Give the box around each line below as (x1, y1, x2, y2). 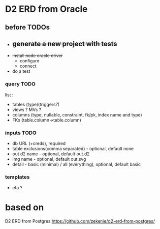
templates (5, 173, 30, 180)
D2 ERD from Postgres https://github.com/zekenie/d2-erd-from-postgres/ (5, 218, 155, 224)
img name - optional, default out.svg (12, 156, 86, 162)
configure (19, 58, 39, 64)
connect (19, 63, 37, 69)
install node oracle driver (12, 53, 63, 58)
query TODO (5, 81, 36, 87)
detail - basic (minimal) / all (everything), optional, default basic (12, 161, 141, 167)
